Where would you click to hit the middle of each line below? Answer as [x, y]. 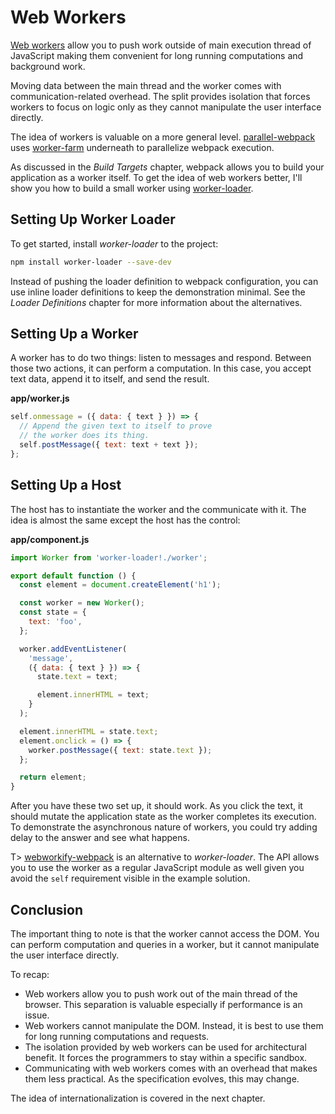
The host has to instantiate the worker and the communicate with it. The [158, 509]
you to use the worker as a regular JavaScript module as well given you [157, 868]
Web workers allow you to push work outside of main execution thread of [161, 45]
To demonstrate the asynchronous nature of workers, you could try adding [164, 827]
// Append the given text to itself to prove [116, 426]
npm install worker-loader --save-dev [91, 262]
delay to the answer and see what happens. [100, 838]
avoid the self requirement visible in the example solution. [130, 878]
